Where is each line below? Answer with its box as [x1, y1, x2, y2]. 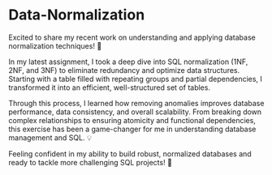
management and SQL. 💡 [8, 132, 93, 143]
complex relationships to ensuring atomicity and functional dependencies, [8, 115, 256, 125]
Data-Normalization [8, 6, 145, 24]
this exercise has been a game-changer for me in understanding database [8, 124, 257, 134]
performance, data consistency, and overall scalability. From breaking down [8, 107, 262, 117]
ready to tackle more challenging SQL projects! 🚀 [8, 157, 173, 167]
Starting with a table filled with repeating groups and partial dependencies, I [8, 74, 262, 83]
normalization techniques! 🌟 [8, 41, 102, 50]
